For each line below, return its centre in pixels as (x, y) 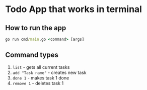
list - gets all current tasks (41, 67)
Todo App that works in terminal (74, 9)
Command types (32, 55)
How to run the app (36, 28)
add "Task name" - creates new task (49, 72)
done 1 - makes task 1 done (41, 78)
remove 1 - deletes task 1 (38, 83)
